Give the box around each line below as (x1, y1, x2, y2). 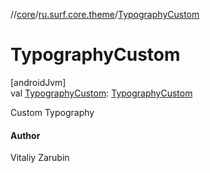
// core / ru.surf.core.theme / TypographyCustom (10, 9, 200, 20)
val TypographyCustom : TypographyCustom (10, 87, 193, 99)
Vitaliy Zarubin (10, 152, 70, 164)
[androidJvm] (10, 76, 67, 88)
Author (10, 129, 41, 141)
